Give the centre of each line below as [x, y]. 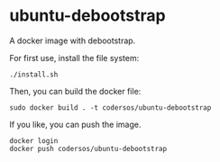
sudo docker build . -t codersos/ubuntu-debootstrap [110, 108]
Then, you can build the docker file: [75, 91]
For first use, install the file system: [74, 58]
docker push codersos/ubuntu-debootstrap [88, 148]
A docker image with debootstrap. [73, 40]
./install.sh [34, 74]
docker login [34, 140]
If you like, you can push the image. [75, 124]
